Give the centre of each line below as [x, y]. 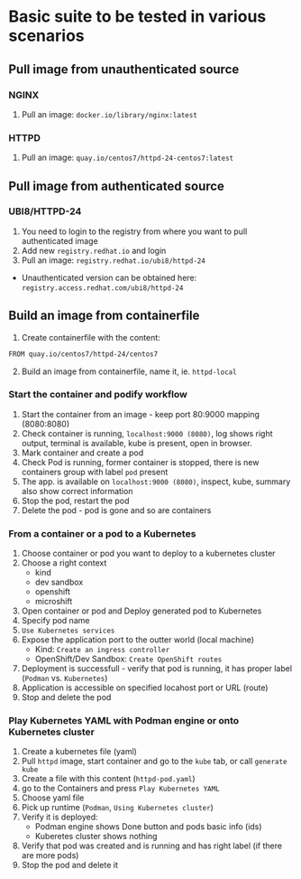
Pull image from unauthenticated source [124, 69]
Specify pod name [55, 621]
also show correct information [77, 491]
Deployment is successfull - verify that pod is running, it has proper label [157, 669]
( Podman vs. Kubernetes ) [64, 678]
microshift [54, 602]
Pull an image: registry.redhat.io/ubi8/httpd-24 [114, 260]
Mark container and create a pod [82, 453]
